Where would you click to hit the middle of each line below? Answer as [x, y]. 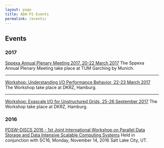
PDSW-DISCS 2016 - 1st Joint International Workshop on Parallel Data [75, 130]
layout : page [18, 10]
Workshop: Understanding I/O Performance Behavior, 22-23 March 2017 [78, 82]
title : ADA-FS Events [27, 14]
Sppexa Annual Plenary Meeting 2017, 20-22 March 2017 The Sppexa [75, 63]
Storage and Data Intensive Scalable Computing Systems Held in [70, 135]
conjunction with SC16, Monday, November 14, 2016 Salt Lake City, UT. [76, 140]
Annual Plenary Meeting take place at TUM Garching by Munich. [70, 68]
